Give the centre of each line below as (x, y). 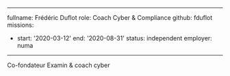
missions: (21, 25)
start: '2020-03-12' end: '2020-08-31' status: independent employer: (114, 38)
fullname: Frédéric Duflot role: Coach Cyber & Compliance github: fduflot (110, 17)
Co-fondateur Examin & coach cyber (59, 65)
